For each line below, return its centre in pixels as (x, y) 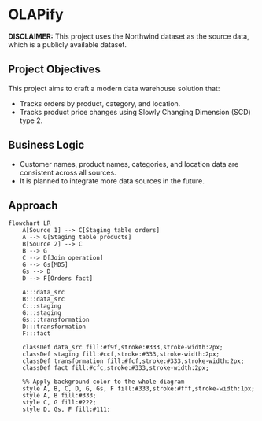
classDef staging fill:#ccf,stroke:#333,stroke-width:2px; (121, 355)
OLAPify (36, 15)
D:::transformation (54, 327)
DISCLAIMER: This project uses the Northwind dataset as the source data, (129, 36)
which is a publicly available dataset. (68, 44)
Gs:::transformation (56, 320)
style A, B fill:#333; (59, 396)
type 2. (31, 120)
